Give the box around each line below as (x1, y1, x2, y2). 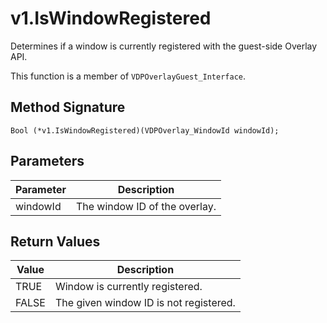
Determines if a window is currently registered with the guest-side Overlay (10, 40, 318, 52)
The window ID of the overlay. (75, 199, 217, 213)
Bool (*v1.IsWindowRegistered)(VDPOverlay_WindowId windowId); (10, 125, 280, 136)
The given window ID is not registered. (54, 296, 236, 310)
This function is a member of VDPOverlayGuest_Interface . (10, 70, 247, 82)
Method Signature (10, 99, 126, 116)
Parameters (10, 153, 85, 170)
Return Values (10, 233, 101, 250)
